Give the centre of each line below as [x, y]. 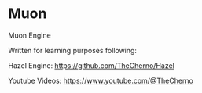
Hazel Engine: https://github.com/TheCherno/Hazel [91, 65]
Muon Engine [29, 35]
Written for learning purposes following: [73, 50]
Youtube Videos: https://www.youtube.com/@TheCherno [101, 80]
